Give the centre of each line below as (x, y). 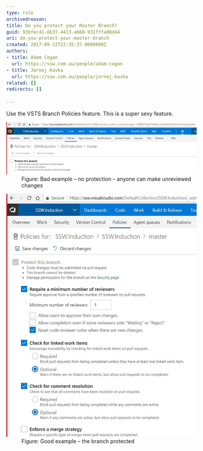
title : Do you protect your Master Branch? (62, 25)
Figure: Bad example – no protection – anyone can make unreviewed (106, 179)
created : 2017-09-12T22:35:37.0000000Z (56, 45)
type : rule (20, 13)
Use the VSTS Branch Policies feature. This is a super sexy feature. (90, 114)
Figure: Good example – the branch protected (78, 441)
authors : (17, 51)
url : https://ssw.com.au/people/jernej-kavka (70, 76)
